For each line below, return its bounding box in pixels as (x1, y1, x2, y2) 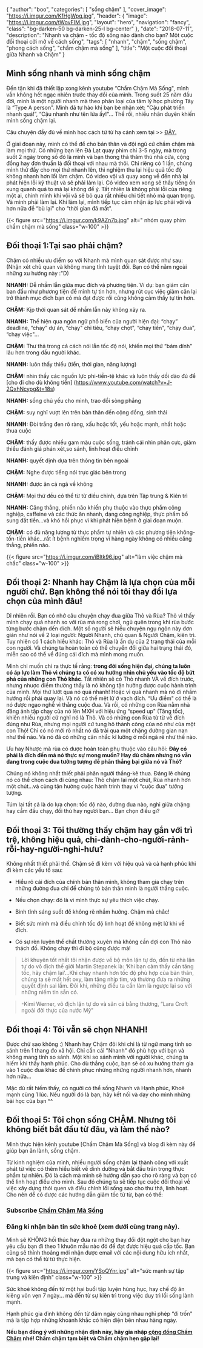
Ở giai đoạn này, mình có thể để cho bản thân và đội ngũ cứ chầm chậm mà (6, 140, 195, 147)
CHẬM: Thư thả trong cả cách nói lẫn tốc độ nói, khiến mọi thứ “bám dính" (6, 342, 193, 349)
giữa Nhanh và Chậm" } (6, 51, 65, 58)
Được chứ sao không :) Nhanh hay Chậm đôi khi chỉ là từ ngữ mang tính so (6, 1040, 192, 1048)
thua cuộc (6, 426, 32, 434)
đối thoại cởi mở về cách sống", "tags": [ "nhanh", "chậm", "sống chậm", (6, 38, 187, 45)
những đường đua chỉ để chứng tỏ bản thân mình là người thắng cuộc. (15, 885, 190, 892)
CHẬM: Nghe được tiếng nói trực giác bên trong (6, 468, 127, 476)
